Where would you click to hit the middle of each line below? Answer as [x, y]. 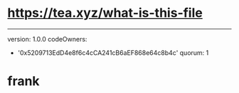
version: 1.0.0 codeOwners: [47, 39]
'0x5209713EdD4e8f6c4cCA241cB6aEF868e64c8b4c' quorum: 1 [113, 52]
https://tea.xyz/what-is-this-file [105, 13]
